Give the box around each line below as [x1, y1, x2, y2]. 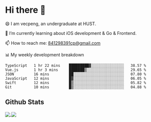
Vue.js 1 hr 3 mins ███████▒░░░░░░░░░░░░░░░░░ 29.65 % [5, 67, 147, 72]
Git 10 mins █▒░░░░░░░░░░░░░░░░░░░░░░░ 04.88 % [5, 85, 147, 90]
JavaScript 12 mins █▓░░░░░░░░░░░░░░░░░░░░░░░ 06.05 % [5, 76, 147, 81]
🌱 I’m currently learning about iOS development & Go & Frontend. [5, 30, 137, 36]
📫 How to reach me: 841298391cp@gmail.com [5, 40, 101, 46]
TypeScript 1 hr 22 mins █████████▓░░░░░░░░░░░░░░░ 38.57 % [5, 63, 147, 68]
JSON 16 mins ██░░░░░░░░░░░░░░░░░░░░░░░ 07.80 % [5, 71, 147, 77]
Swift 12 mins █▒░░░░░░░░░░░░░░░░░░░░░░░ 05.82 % [5, 80, 147, 85]
